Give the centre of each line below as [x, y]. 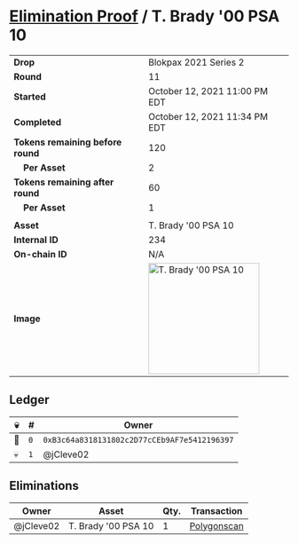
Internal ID [36, 240]
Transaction [216, 510]
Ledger [29, 400]
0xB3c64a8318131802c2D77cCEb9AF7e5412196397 [138, 440]
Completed [38, 122]
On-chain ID [40, 254]
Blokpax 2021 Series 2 [196, 62]
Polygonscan [216, 525]
